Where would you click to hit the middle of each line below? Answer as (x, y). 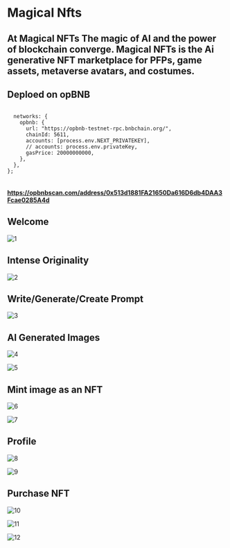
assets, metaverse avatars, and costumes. (101, 71)
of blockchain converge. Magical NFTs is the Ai (111, 49)
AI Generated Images (54, 337)
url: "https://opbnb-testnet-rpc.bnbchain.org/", (98, 129)
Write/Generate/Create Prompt (76, 299)
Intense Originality (48, 261)
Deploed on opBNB (49, 94)
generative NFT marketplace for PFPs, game (105, 60)
